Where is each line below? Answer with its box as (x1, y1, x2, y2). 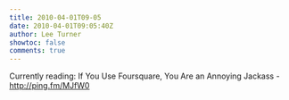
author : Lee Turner (9, 29, 82, 38)
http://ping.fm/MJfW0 (9, 80, 90, 91)
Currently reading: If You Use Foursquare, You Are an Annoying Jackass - (9, 71, 280, 81)
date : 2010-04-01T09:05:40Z (9, 21, 114, 30)
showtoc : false (9, 37, 66, 47)
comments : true (9, 46, 66, 55)
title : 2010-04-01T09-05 (9, 12, 102, 22)
